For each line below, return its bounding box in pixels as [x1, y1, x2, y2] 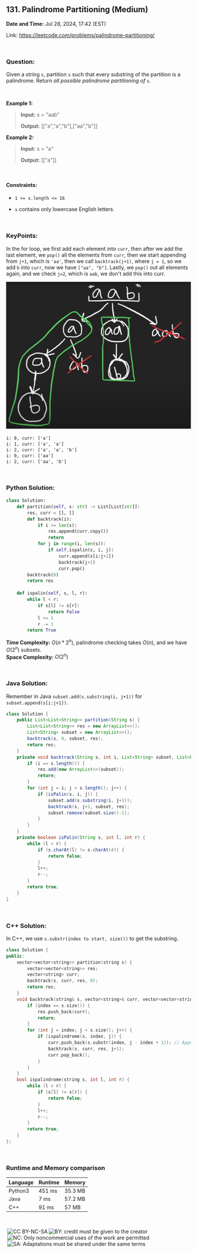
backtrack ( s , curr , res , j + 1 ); [47, 1046, 125, 1051]
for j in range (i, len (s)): [37, 541, 107, 547]
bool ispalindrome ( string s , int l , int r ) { [16, 1077, 130, 1083]
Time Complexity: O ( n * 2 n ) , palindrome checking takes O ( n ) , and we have [6, 638, 188, 646]
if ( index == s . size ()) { [27, 1002, 91, 1009]
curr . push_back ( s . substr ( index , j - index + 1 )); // [47, 1040, 180, 1046]
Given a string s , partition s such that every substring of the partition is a [6, 71, 181, 78]
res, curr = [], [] [27, 510, 75, 516]
